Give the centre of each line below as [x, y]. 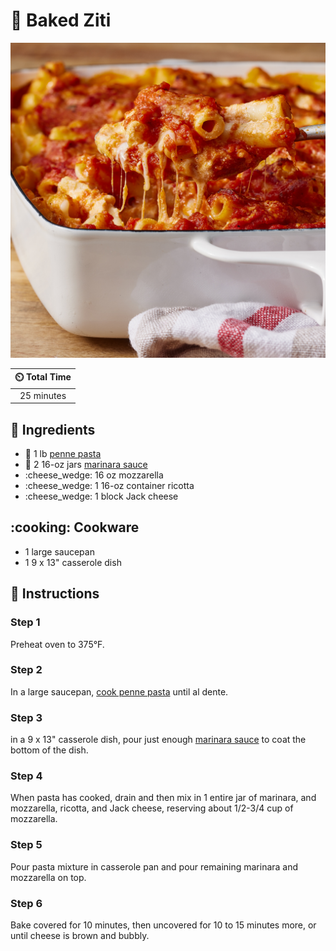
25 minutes [43, 395]
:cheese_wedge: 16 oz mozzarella [94, 475]
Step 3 [26, 717]
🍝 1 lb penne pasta [63, 453]
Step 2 [26, 670]
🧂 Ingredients [53, 429]
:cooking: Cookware [75, 527]
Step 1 [25, 622]
